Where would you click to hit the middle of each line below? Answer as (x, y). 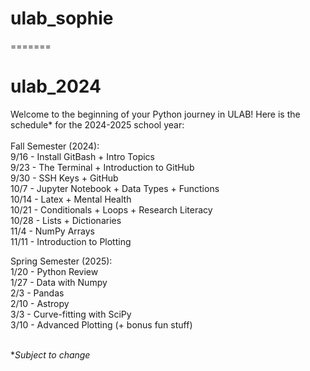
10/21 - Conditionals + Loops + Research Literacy (111, 209)
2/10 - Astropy (40, 303)
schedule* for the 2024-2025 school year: (97, 124)
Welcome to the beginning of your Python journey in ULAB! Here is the (155, 114)
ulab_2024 (56, 86)
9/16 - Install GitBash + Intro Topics (82, 156)
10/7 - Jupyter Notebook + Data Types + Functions (115, 188)
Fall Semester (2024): (55, 146)
